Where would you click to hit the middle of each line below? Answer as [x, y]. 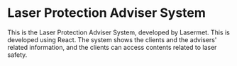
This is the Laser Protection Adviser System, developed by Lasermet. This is [119, 32]
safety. [17, 55]
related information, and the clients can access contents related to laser [112, 47]
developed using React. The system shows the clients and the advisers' [112, 39]
